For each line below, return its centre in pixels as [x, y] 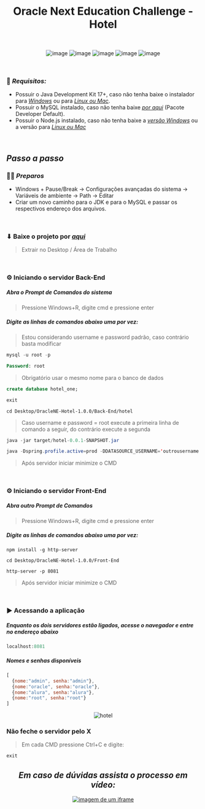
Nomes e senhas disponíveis [44, 660]
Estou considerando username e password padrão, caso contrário [105, 337]
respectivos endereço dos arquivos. [60, 208]
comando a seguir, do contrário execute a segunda [86, 429]
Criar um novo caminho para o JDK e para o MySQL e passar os [96, 202]
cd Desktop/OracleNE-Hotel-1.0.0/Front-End [63, 561]
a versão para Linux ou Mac [51, 127]
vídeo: [103, 785]
